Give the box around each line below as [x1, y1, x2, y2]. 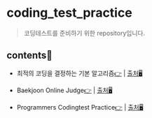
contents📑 [6, 50, 53, 61]
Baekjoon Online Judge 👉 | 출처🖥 [16, 86, 113, 94]
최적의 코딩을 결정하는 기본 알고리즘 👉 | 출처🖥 [16, 68, 143, 78]
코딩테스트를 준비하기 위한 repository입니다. [23, 29, 145, 37]
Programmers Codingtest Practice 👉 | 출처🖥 [16, 103, 144, 111]
